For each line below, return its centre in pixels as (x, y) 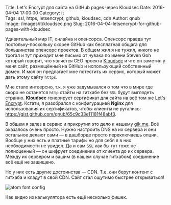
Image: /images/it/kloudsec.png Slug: (45, 24)
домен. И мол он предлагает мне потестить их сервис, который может (83, 72)
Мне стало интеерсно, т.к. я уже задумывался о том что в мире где (79, 87)
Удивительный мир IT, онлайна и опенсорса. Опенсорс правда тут (78, 39)
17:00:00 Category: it (42, 13)
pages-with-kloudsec (28, 29)
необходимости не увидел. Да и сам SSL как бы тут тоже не (71, 146)
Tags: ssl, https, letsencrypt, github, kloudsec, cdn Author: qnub (73, 18)
